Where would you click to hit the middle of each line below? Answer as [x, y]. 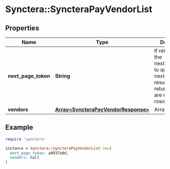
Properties [22, 28]
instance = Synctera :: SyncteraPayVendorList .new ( [59, 148]
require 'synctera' [26, 139]
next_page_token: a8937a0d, [39, 153]
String [62, 76]
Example [19, 128]
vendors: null [25, 158]
